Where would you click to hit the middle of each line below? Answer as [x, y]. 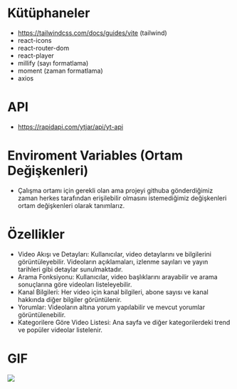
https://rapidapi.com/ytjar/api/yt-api [70, 127]
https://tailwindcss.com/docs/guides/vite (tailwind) [92, 33]
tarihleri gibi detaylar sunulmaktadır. [70, 269]
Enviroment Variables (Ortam [95, 156]
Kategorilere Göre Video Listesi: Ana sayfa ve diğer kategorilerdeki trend [124, 322]
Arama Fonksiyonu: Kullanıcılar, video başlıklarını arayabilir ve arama [118, 276]
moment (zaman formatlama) [60, 71]
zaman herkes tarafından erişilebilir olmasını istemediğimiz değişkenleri [122, 198]
